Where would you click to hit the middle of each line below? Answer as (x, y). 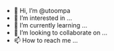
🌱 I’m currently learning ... (50, 25)
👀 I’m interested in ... (43, 18)
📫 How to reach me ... (46, 40)
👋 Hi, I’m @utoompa (42, 11)
